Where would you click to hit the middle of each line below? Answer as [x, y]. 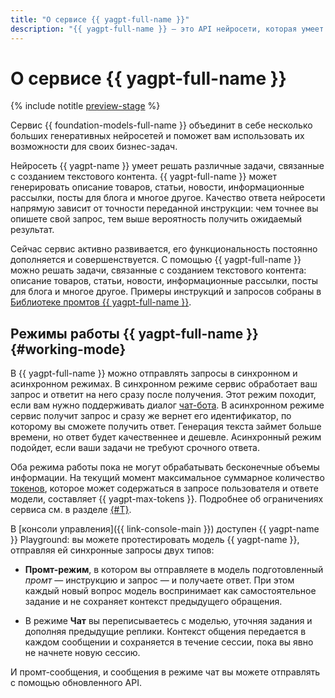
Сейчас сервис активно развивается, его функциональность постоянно [164, 249]
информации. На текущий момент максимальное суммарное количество [167, 478]
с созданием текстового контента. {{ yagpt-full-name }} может [144, 177]
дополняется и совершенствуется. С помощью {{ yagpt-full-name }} [156, 260]
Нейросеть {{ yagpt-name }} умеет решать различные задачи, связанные [167, 166]
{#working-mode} [68, 349]
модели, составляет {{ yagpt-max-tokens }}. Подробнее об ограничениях [167, 499]
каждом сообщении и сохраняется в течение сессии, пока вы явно [169, 642]
